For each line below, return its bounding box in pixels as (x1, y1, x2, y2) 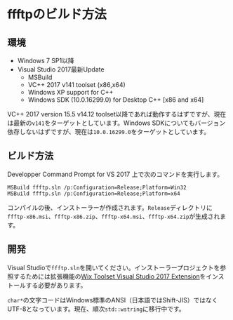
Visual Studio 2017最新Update (17, 65, 105, 74)
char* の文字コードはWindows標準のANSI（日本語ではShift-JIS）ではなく (7, 295, 218, 304)
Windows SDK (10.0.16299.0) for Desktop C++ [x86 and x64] (27, 95, 204, 104)
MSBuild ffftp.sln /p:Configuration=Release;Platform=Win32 (7, 184, 187, 191)
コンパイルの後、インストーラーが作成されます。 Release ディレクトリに (7, 203, 213, 211)
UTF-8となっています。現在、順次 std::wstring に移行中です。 (7, 305, 185, 313)
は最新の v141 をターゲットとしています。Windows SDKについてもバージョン (7, 119, 226, 127)
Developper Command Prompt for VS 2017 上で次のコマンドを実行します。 (7, 170, 224, 178)
